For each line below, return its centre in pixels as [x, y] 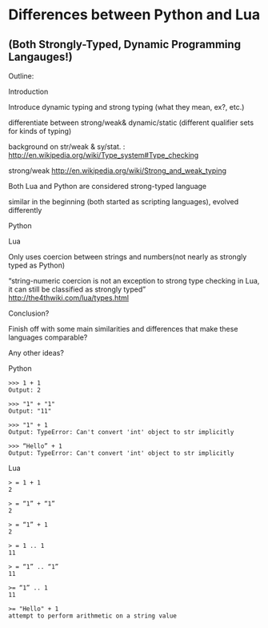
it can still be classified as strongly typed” [77, 289]
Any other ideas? [36, 353]
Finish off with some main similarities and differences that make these [123, 329]
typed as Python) [37, 265]
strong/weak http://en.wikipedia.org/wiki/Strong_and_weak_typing [117, 171]
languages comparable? [48, 337]
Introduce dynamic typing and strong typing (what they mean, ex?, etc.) [126, 107]
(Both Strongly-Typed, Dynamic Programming [125, 44]
